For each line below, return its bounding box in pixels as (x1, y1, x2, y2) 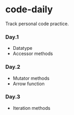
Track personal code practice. (5, 21, 69, 27)
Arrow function (12, 81, 45, 87)
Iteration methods (12, 105, 50, 111)
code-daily (5, 4, 53, 15)
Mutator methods (12, 75, 50, 81)
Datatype (12, 45, 32, 51)
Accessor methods (12, 50, 53, 57)
